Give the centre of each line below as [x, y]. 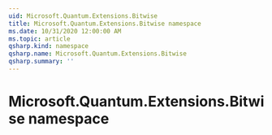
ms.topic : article [39, 39]
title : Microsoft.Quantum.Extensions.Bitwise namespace [105, 24]
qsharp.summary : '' [41, 62]
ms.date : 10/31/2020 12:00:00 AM [65, 31]
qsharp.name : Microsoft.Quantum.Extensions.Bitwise [97, 54]
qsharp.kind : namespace [49, 46]
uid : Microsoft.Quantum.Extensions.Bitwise [83, 16]
